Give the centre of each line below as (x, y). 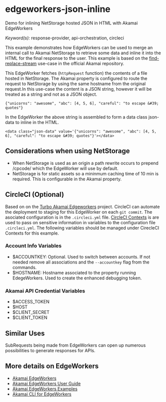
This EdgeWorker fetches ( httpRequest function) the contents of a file (76, 73)
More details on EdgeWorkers (52, 366)
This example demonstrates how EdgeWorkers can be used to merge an (79, 47)
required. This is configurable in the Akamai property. (67, 179)
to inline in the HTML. (37, 122)
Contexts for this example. (32, 233)
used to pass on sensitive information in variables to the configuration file (80, 222)
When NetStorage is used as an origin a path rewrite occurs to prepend (85, 163)
